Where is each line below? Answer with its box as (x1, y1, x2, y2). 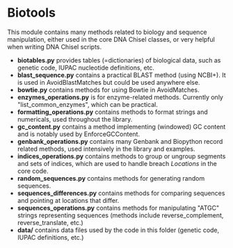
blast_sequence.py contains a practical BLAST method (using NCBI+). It (17, 71, 226, 79)
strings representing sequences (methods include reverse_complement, (17, 210, 224, 220)
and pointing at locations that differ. (17, 196, 120, 204)
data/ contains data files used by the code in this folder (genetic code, (17, 226, 220, 234)
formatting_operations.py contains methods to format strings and (17, 108, 209, 116)
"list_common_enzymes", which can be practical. (17, 100, 158, 108)
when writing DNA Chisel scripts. (7, 42, 102, 51)
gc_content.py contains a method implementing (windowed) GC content (17, 122, 226, 131)
